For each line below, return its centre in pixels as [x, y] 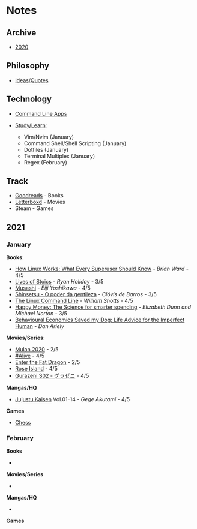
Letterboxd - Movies [40, 202]
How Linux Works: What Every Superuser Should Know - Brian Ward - [102, 269]
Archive [21, 33]
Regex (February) [45, 162]
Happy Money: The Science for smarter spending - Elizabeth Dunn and [103, 307]
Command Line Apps [41, 113]
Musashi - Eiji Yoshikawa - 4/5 [53, 288]
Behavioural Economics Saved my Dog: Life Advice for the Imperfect [100, 320]
